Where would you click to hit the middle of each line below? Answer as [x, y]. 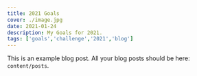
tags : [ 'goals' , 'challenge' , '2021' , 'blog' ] [70, 39]
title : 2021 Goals [33, 13]
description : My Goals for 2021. [55, 33]
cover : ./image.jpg [35, 20]
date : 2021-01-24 [32, 26]
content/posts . [28, 66]
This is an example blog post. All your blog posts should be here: [98, 58]
